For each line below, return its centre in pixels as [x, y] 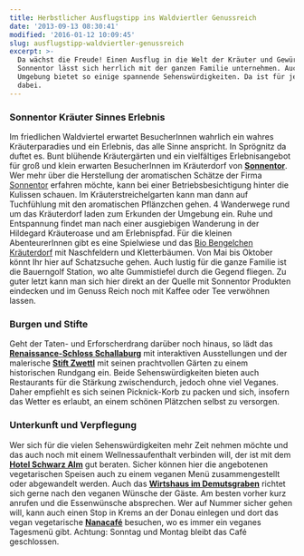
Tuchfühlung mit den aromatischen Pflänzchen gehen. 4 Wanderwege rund [150, 204]
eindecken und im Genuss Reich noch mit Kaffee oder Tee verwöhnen [139, 290]
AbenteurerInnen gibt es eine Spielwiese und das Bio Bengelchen [131, 242]
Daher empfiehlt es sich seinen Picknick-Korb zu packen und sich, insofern [149, 392]
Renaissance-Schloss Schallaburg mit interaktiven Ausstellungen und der [148, 354]
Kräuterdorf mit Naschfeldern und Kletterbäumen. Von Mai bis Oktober [141, 252]
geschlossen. [34, 541]
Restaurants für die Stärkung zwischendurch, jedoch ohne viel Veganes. [144, 383]
